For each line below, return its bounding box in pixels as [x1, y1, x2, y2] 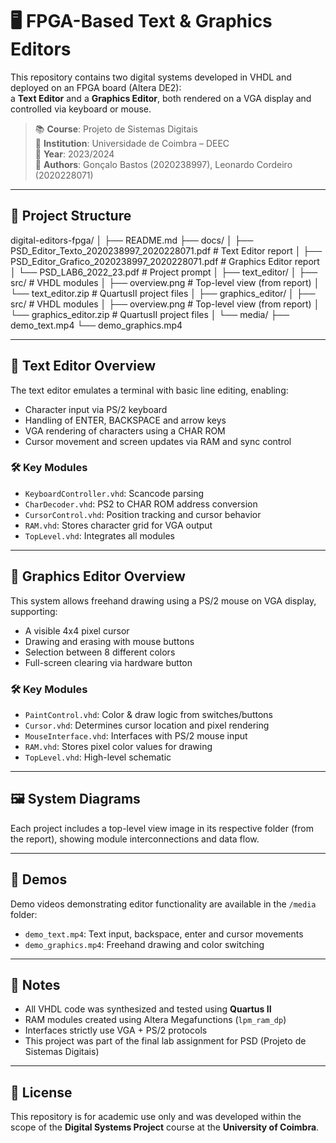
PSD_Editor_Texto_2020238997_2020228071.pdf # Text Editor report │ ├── [10, 244, 323, 257]
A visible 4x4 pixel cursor [24, 624, 130, 637]
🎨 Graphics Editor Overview [10, 568, 186, 585]
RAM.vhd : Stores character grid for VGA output [24, 519, 213, 531]
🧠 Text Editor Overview [10, 358, 157, 375]
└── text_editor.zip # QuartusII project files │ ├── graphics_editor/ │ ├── [10, 287, 316, 299]
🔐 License [10, 1084, 73, 1101]
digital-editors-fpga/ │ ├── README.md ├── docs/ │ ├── [10, 234, 254, 246]
